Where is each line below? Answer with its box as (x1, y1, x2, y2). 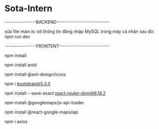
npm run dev (4, 34, 30, 39)
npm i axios (4, 118, 28, 124)
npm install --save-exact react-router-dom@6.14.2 (4, 90, 106, 96)
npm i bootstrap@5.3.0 (4, 81, 51, 87)
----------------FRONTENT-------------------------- (4, 43, 110, 49)
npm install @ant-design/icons (4, 71, 66, 77)
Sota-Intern (4, 3, 53, 14)
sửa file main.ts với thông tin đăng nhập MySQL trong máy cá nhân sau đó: (4, 28, 155, 34)
